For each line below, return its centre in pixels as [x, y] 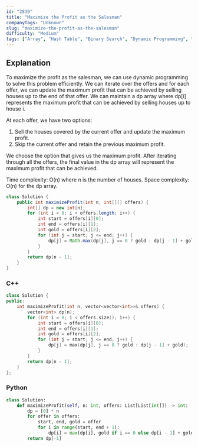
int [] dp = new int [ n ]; [56, 208]
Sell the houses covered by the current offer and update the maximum [100, 131]
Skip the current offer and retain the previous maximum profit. [90, 144]
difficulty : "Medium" [33, 34]
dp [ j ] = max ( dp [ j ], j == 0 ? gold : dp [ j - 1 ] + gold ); [118, 345]
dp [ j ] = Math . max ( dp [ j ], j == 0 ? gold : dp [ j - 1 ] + [115, 241]
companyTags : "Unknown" [35, 22]
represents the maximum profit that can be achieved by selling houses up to [98, 102]
